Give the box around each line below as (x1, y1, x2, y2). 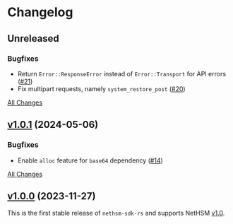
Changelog (7, 4, 73, 20)
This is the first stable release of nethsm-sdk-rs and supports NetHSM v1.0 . (7, 209, 225, 218)
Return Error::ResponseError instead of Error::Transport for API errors (17, 69, 227, 78)
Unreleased (7, 33, 60, 45)
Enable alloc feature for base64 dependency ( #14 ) (17, 156, 164, 165)
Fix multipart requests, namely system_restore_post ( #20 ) (17, 84, 186, 93)
